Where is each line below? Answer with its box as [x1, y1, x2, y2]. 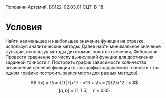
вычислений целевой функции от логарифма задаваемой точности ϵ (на [5, 64, 160, 70]
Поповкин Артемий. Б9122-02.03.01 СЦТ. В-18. [5, 4, 105, 10]
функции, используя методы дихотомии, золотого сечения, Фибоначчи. [5, 48, 159, 54]
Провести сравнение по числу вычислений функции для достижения [5, 54, 154, 60]
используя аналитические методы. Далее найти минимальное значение [5, 43, 161, 49]
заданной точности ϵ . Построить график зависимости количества [5, 59, 147, 65]
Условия [5, 22, 42, 33]
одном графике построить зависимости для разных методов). [5, 70, 139, 76]
